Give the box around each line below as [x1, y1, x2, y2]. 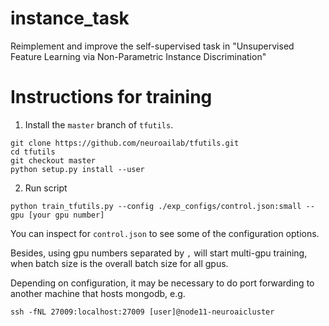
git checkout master [10, 155, 97, 166]
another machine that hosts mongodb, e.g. [10, 287, 186, 299]
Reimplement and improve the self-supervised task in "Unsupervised [10, 40, 295, 52]
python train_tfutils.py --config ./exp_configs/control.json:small [10, 201, 302, 211]
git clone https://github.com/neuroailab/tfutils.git [10, 138, 240, 148]
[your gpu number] [28, 210, 105, 220]
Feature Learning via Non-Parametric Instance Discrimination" [10, 50, 267, 62]
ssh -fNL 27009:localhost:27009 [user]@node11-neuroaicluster [10, 307, 275, 317]
